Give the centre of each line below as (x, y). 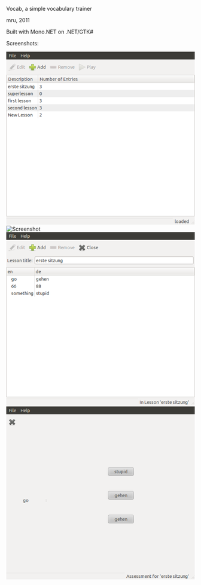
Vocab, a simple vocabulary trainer (49, 9)
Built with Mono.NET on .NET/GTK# (50, 32)
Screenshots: (22, 43)
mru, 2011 (18, 20)
